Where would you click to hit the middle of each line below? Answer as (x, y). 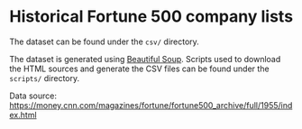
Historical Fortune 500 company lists (151, 17)
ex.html (23, 115)
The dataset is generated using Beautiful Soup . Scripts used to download (145, 59)
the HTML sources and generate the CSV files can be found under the (139, 69)
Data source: (33, 96)
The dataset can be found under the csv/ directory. (105, 41)
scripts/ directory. (44, 78)
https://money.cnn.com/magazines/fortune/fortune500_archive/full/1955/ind (151, 105)
